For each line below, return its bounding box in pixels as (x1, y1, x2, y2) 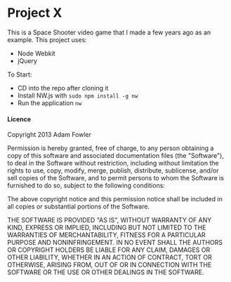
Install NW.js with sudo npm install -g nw (17, 91, 138, 100)
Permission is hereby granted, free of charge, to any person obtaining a (7, 144, 214, 152)
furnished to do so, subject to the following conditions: (7, 181, 165, 190)
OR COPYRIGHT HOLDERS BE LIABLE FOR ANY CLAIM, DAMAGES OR (7, 246, 211, 254)
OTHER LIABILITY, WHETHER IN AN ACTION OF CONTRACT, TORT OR (7, 253, 212, 262)
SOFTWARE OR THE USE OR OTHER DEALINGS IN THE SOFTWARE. (7, 268, 204, 276)
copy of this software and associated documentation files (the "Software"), (7, 152, 225, 160)
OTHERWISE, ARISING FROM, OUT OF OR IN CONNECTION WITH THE (7, 261, 212, 269)
